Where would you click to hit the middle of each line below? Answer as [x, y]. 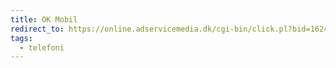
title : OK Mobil [44, 19]
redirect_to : [37, 29]
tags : [21, 38]
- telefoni [42, 47]
